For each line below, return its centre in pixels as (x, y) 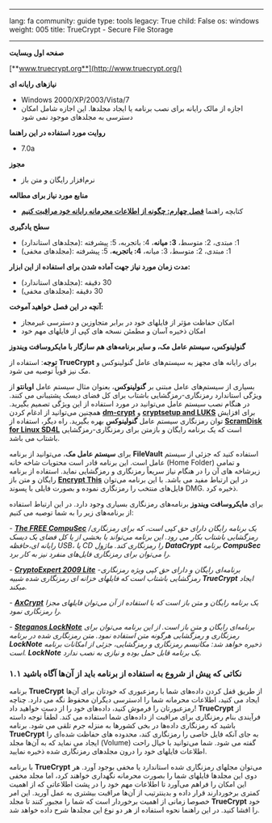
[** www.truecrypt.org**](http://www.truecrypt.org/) (96, 68)
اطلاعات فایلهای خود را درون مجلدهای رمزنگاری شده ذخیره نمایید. (108, 751)
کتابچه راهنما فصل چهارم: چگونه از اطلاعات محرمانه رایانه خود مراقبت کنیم (132, 211)
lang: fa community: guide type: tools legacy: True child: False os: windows (134, 21)
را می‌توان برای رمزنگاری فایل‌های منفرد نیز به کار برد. (90, 554)
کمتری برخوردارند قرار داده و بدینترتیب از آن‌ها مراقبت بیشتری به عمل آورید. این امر (135, 793)
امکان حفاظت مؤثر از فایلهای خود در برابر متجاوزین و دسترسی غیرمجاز (128, 322)
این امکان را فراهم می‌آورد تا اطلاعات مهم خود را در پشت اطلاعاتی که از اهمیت (128, 784)
